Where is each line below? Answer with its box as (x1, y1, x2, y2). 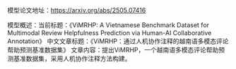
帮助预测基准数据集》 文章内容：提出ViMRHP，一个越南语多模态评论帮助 (7, 46, 219, 54)
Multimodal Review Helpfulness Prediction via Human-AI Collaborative (7, 29, 212, 37)
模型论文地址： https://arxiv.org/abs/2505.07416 (7, 6, 146, 14)
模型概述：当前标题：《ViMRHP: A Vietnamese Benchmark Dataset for (7, 21, 210, 29)
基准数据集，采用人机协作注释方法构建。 (13, 54, 131, 63)
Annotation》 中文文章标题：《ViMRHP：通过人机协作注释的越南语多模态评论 (7, 37, 229, 45)
